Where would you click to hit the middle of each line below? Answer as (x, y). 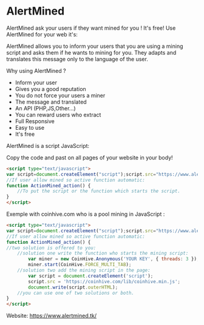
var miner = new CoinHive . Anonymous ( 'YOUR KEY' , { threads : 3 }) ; (114, 259)
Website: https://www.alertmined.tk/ (52, 316)
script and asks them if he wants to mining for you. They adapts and (91, 52)
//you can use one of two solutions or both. (76, 293)
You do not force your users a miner (60, 95)
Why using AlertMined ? (36, 70)
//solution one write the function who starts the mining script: (103, 253)
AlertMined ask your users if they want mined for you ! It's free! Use (91, 28)
